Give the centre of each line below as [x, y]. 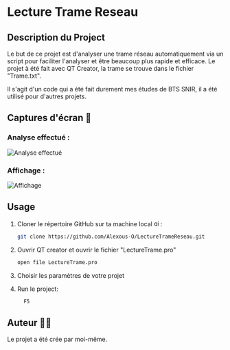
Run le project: [37, 289]
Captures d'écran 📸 [49, 118]
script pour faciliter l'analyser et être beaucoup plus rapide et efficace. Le [111, 61]
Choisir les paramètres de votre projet [71, 275]
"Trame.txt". [24, 76]
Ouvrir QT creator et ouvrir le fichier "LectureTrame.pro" [96, 250]
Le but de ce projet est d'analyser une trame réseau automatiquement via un [115, 54]
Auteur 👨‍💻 [29, 323]
